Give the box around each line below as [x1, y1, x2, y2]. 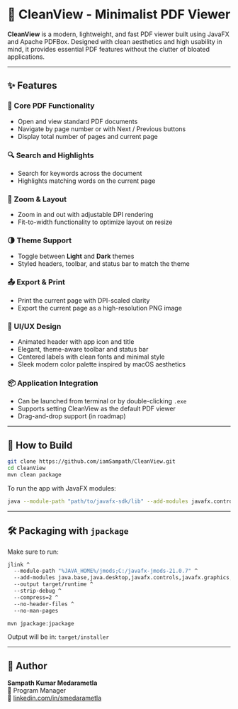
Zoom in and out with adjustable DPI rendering [17, 211, 154, 219]
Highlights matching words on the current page [17, 177, 156, 185]
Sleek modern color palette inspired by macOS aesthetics [17, 360, 186, 369]
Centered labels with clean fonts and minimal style [17, 352, 165, 361]
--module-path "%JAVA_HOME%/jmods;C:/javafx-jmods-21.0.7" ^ [13, 567, 198, 575]
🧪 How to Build [7, 439, 73, 451]
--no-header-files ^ [13, 601, 74, 608]
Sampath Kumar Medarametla [7, 679, 98, 687]
